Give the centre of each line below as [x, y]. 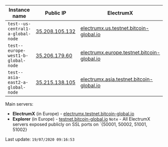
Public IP [55, 13]
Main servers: [19, 104]
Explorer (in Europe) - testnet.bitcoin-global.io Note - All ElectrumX [81, 119]
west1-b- [18, 56]
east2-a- [18, 82]
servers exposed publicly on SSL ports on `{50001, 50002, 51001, [80, 124]
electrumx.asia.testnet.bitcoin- [117, 79]
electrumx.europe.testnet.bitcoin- [120, 53]
